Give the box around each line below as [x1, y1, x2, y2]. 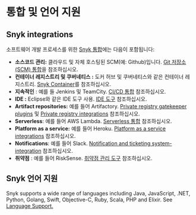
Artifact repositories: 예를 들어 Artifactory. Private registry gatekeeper [14, 103, 187, 110]
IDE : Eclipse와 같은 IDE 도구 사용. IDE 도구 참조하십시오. [14, 95, 147, 102]
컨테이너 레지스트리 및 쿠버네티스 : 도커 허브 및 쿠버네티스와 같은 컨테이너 [14, 73, 184, 80]
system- [151, 140, 172, 147]
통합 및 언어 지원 [6, 5, 81, 19]
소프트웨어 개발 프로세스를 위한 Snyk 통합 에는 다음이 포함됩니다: [6, 46, 155, 53]
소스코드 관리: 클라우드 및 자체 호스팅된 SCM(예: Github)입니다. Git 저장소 [14, 59, 186, 65]
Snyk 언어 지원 [6, 174, 58, 184]
